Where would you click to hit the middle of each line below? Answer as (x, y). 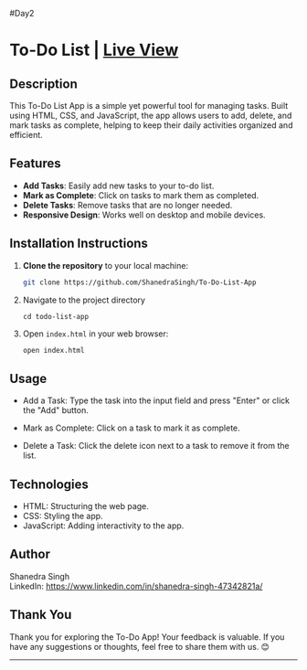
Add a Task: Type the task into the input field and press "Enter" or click (156, 400)
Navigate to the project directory (84, 300)
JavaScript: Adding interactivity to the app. (103, 526)
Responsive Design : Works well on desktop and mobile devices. (144, 215)
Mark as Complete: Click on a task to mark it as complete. (131, 428)
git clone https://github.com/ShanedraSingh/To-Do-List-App (139, 282)
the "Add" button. (56, 410)
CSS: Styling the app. (63, 516)
